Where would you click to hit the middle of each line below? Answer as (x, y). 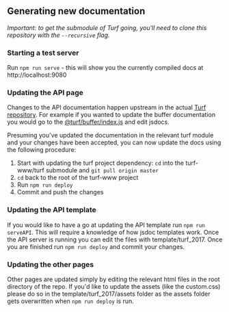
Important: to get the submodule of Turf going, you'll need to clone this (107, 27)
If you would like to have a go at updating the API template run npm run (106, 224)
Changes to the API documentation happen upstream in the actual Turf (107, 107)
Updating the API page (45, 93)
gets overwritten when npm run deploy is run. (71, 301)
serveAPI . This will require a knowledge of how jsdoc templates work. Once (113, 232)
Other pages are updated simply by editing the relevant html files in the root (113, 279)
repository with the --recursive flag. (59, 35)
